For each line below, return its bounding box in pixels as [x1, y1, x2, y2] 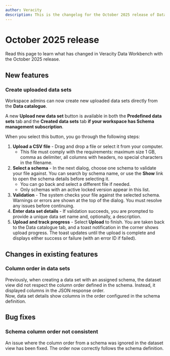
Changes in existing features [5, 250, 98, 258]
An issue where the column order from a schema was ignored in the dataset [5, 340, 163, 346]
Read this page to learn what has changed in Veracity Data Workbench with [5, 51, 163, 57]
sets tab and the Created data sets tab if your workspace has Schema [5, 118, 154, 124]
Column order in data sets [5, 265, 70, 272]
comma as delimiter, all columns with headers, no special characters [20, 154, 163, 160]
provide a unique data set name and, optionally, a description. [12, 214, 142, 220]
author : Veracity [5, 7, 42, 13]
